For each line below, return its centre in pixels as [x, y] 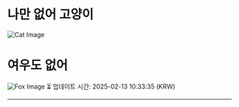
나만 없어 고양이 [51, 15]
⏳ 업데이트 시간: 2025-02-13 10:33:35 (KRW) [111, 86]
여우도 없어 [38, 66]
